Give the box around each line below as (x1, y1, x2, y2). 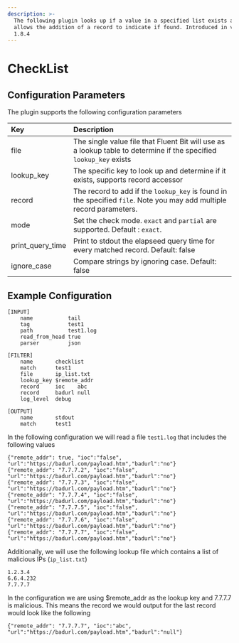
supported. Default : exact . (73, 225, 162, 234)
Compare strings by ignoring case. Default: (73, 256, 217, 266)
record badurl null (20, 389, 91, 396)
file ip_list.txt (20, 371, 91, 378)
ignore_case (11, 261, 52, 271)
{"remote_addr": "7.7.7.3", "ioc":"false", (7, 479, 139, 487)
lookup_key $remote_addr (20, 377, 94, 384)
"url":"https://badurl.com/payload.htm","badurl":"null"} (7, 629, 183, 636)
